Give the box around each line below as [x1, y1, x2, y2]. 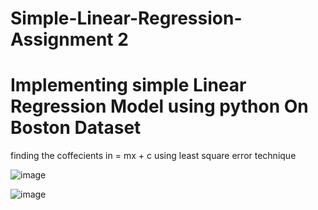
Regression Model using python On [10, 95, 309, 118]
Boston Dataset [10, 117, 142, 139]
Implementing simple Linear [10, 74, 247, 97]
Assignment [10, 28, 114, 51]
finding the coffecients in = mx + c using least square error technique [10, 150, 297, 162]
